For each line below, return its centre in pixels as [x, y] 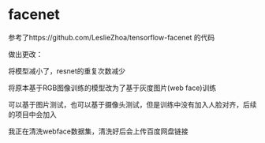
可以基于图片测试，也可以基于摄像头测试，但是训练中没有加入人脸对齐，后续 [132, 104]
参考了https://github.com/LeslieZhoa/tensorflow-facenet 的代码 [112, 37]
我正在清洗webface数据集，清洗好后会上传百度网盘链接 [98, 131]
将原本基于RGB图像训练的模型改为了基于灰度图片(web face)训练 [112, 88]
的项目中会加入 [32, 114]
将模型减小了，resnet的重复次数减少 [67, 71]
